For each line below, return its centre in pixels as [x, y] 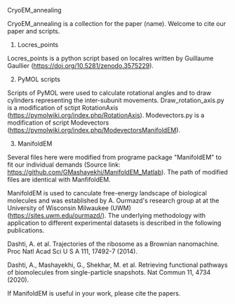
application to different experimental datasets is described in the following [114, 223]
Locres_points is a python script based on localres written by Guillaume [110, 58]
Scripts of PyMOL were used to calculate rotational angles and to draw [109, 93]
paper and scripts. [34, 31]
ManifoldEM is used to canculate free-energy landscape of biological [107, 193]
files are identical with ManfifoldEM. [59, 179]
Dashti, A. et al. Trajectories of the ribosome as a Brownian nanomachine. [113, 244]
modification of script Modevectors [58, 123]
